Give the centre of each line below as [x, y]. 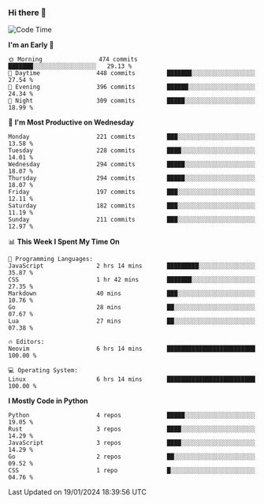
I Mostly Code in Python [48, 401]
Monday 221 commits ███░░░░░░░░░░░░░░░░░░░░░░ [132, 137]
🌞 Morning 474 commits [73, 60]
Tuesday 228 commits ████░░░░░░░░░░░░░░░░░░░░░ [132, 151]
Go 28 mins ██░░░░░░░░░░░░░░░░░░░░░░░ [132, 308]
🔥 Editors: [26, 342]
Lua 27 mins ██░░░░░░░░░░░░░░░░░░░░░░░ [132, 321]
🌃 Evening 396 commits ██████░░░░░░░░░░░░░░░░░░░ [132, 87]
